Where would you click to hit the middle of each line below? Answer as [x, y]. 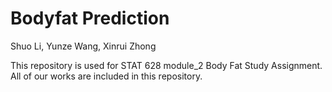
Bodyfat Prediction [90, 18]
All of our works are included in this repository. [106, 76]
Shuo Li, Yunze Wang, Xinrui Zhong [83, 46]
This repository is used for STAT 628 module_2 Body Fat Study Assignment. [166, 65]
